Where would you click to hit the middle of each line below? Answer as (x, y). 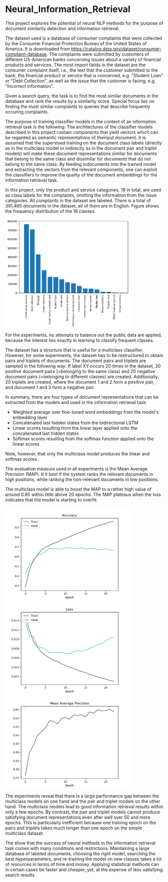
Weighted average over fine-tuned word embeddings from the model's (86, 412)
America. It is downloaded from (38, 49)
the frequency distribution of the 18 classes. (51, 211)
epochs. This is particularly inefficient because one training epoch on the (81, 822)
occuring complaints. (27, 112)
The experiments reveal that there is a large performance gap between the (82, 796)
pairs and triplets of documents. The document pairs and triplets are (76, 361)
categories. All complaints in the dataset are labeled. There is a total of (78, 200)
